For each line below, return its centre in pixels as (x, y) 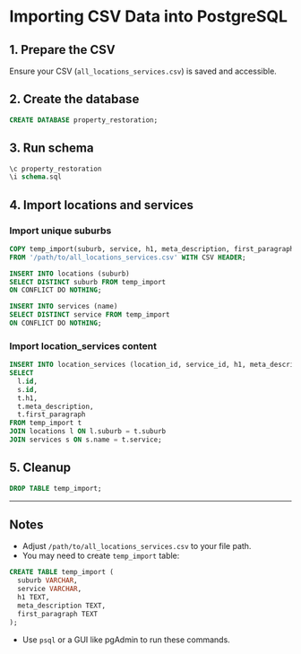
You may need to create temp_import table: (101, 556)
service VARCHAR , (50, 589)
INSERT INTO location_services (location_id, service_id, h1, (128, 365)
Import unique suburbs (60, 231)
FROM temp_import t (46, 423)
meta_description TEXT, (61, 606)
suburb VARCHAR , (47, 580)
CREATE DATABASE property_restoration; (84, 120)
